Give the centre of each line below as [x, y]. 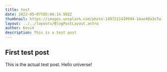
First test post [27, 53]
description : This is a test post [41, 33]
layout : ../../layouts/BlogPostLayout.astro [52, 23]
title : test [17, 10]
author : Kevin [20, 28]
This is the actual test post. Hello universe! [49, 64]
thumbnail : [16, 19]
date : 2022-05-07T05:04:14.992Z [39, 14]
